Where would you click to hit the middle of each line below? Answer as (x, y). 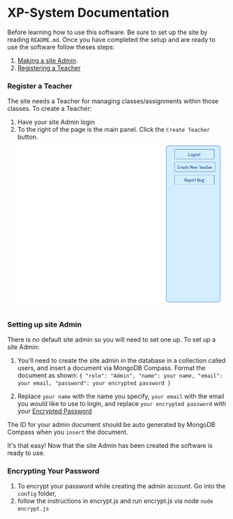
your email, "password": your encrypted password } (94, 383)
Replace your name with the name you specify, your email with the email (121, 396)
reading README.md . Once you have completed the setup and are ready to (112, 39)
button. (28, 137)
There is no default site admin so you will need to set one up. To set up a (112, 339)
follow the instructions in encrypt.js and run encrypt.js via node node (115, 501)
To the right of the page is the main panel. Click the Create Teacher (114, 130)
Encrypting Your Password (53, 471)
